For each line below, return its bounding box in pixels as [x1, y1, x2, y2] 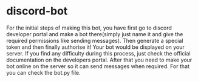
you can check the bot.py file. [6, 69, 81, 76]
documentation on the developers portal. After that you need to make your [6, 56, 193, 63]
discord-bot [6, 4, 68, 18]
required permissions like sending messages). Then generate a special [6, 37, 183, 44]
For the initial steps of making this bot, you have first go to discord [6, 24, 172, 31]
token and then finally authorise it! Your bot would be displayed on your [6, 43, 185, 51]
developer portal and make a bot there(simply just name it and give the [6, 30, 183, 37]
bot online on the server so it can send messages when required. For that [6, 62, 190, 70]
